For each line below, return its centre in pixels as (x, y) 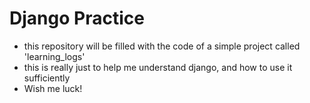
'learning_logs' (54, 56)
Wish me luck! (53, 88)
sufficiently (47, 78)
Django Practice (77, 18)
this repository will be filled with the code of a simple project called (162, 46)
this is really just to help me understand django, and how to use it (158, 67)
